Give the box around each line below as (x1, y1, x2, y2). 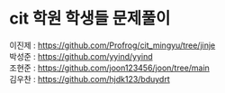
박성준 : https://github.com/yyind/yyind (9, 51, 153, 61)
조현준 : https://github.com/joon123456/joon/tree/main (9, 62, 210, 73)
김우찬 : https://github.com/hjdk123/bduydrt (9, 73, 171, 84)
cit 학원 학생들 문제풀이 (9, 8, 171, 29)
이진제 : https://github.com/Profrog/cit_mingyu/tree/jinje (9, 40, 216, 51)
